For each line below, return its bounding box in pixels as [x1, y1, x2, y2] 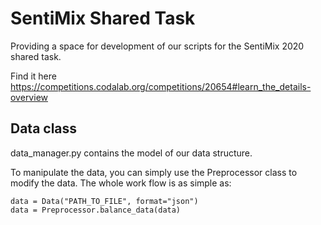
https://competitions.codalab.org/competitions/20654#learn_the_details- [10, 80, 312, 92]
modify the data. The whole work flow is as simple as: [10, 177, 232, 189]
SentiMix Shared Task [10, 7, 196, 30]
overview [10, 91, 48, 103]
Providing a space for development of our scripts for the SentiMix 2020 [10, 40, 305, 52]
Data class [10, 120, 78, 137]
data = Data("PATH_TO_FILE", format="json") [10, 196, 199, 206]
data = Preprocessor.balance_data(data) [10, 205, 182, 215]
